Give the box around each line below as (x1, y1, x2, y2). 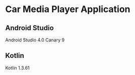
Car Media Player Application (5, 4, 130, 15)
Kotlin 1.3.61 (5, 64, 30, 71)
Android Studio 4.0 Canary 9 (5, 37, 65, 43)
